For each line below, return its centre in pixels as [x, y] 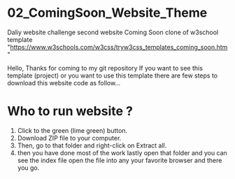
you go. [28, 167]
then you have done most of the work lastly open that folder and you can [122, 152]
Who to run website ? [70, 112]
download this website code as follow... [64, 83]
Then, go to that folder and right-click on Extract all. [92, 145]
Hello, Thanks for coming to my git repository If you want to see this [105, 68]
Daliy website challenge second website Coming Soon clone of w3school [113, 32]
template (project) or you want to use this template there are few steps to [113, 76]
